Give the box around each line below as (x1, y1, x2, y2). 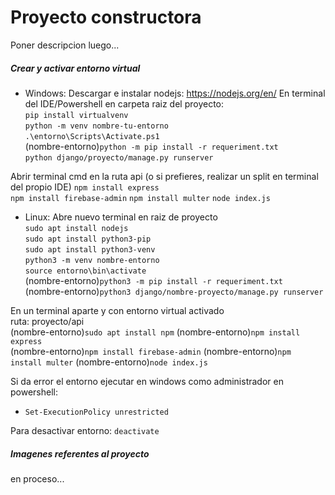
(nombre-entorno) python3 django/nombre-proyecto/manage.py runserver (24, 285, 324, 297)
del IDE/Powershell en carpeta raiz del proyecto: (24, 97, 225, 110)
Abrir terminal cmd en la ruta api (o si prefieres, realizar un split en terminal (10, 170, 319, 182)
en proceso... (10, 472, 65, 485)
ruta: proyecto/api (10, 315, 85, 327)
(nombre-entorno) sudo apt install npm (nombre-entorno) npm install (10, 326, 301, 338)
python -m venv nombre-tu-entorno (24, 121, 169, 131)
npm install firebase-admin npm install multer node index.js (10, 193, 271, 203)
